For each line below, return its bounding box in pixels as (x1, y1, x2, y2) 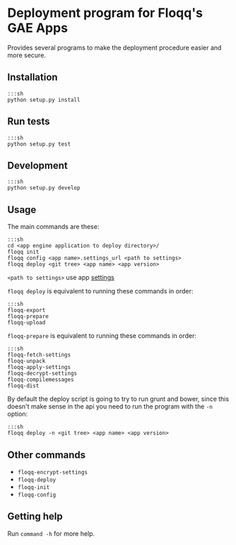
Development (7, 159, 69, 171)
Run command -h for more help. (7, 529, 95, 538)
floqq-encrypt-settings (17, 469, 88, 476)
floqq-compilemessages (7, 376, 74, 383)
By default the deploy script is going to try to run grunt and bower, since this (7, 394, 230, 404)
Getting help (7, 510, 63, 522)
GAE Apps (7, 20, 69, 36)
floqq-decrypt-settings (7, 370, 78, 377)
